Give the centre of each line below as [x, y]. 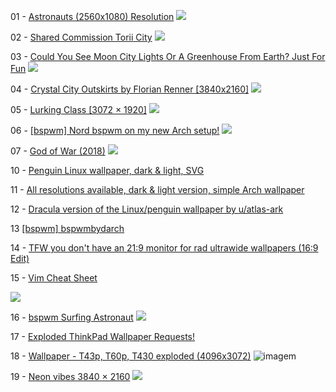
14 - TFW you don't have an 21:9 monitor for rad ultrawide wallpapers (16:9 [164, 248]
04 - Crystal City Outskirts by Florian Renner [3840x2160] [130, 89]
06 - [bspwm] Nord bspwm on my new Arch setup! [115, 130]
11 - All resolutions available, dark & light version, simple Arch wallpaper [157, 189]
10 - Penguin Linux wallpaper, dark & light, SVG [107, 170]
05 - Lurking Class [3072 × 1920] [78, 109]
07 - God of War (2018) [58, 151]
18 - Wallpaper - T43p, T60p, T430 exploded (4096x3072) [131, 356]
